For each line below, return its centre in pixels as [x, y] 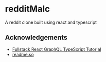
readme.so [23, 54]
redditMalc [27, 9]
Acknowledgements [36, 38]
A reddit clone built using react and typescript [51, 22]
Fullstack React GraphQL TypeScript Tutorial [56, 49]
